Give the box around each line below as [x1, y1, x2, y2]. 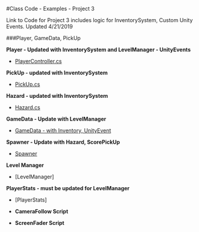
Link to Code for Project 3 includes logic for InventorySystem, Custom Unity [6, 17, 193, 23]
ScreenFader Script [14, 219, 65, 226]
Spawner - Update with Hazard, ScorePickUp [6, 138, 121, 146]
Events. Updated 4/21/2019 [6, 23, 73, 30]
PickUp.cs [14, 81, 41, 88]
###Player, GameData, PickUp [6, 35, 81, 41]
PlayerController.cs [14, 58, 62, 64]
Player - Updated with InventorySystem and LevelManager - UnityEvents [6, 46, 191, 53]
